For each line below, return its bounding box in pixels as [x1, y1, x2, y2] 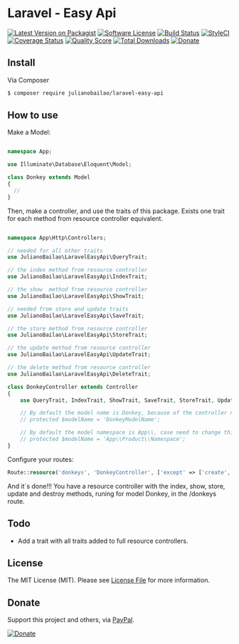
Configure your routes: [7, 455, 74, 464]
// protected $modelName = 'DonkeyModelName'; [20, 416, 161, 423]
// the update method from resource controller [7, 344, 152, 352]
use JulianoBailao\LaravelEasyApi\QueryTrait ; [7, 254, 148, 261]
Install [7, 57, 36, 69]
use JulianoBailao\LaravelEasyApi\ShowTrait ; [7, 292, 144, 300]
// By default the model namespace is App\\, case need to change [20, 429, 221, 436]
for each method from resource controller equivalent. [7, 214, 164, 222]
